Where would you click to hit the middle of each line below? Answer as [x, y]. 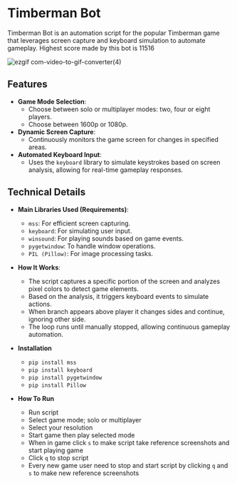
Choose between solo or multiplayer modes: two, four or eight [119, 109]
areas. [38, 147]
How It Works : [39, 267]
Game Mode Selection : [52, 101]
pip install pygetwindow [65, 377]
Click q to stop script [58, 457]
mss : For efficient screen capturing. [79, 223]
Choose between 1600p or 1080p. [78, 124]
